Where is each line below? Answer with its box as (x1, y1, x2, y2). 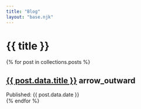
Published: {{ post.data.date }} (6, 91, 80, 98)
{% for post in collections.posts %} (6, 59, 91, 66)
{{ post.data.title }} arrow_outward (6, 76, 136, 86)
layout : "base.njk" (6, 14, 54, 20)
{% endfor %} (6, 97, 40, 104)
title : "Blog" (6, 8, 41, 15)
